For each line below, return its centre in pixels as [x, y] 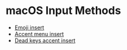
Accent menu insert [39, 34]
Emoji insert [29, 27]
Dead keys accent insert [45, 40]
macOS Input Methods [63, 11]
